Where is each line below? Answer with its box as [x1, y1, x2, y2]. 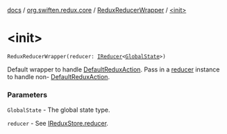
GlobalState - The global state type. [7, 106, 110, 114]
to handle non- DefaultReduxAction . [7, 72, 110, 81]
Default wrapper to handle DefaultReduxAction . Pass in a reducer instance [7, 65, 220, 74]
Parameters [7, 90, 47, 99]
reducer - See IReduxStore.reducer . [7, 119, 109, 128]
